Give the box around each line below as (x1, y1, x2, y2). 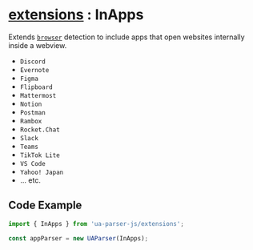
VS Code (19, 159, 46, 167)
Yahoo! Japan (19, 168, 64, 176)
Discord (19, 58, 46, 66)
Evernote (19, 66, 50, 74)
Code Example (8, 199, 82, 212)
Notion (19, 100, 42, 108)
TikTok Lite (19, 151, 60, 159)
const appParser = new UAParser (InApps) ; (8, 234, 149, 242)
